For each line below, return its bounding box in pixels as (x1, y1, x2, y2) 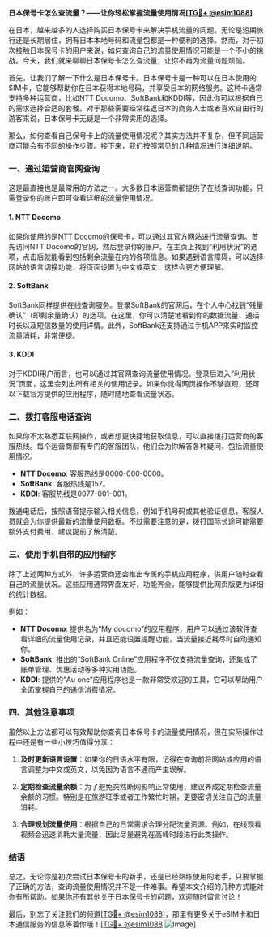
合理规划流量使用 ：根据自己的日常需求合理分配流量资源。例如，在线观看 (19, 819, 261, 829)
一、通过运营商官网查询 (8, 162, 100, 174)
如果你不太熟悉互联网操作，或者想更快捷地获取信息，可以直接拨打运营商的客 (8, 431, 264, 441)
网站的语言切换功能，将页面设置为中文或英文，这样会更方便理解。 (8, 261, 228, 271)
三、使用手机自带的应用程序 (8, 549, 117, 560)
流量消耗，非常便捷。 (8, 330, 79, 340)
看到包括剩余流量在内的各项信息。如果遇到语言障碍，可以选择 (57, 252, 264, 261)
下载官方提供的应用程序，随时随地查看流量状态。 (15, 389, 179, 399)
